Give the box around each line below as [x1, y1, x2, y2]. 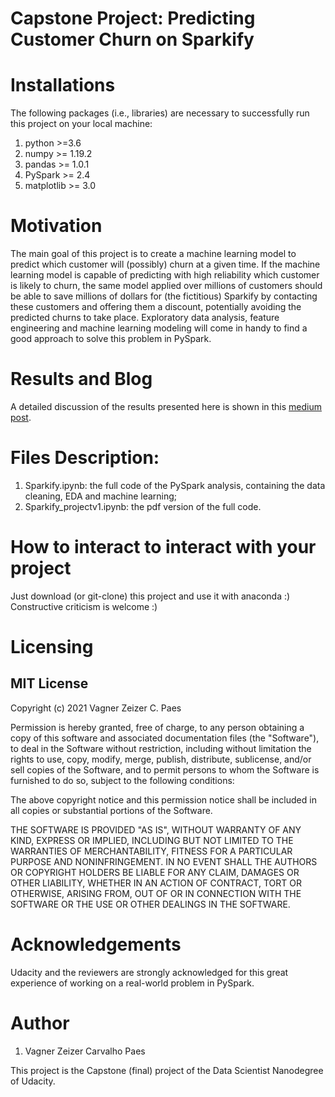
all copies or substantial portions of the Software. [10, 804, 213, 816]
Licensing [10, 636, 94, 659]
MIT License [10, 675, 89, 692]
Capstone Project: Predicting [10, 7, 256, 30]
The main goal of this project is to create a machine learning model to [10, 248, 297, 260]
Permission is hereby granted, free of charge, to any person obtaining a [10, 721, 305, 733]
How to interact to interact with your [10, 536, 317, 559]
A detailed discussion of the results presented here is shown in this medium [10, 401, 322, 412]
